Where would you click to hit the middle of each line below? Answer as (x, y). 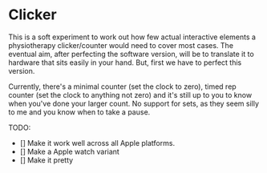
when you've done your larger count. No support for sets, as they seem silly (133, 103)
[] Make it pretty (47, 160)
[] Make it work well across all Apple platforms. (97, 143)
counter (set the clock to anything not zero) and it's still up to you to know (130, 95)
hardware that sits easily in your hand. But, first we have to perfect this (125, 62)
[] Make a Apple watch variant (70, 151)
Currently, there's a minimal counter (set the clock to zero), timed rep (122, 86)
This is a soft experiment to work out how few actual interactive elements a (132, 37)
